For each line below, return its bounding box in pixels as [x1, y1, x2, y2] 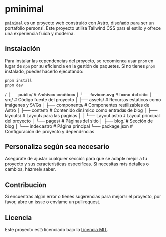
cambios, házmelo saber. [5, 166, 56, 172]
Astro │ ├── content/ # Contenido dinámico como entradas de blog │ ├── [5, 107, 158, 113]
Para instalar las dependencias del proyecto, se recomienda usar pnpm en [5, 58, 154, 64]
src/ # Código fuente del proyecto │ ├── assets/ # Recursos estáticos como [5, 96, 161, 102]
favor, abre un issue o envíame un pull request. [5, 199, 100, 205]
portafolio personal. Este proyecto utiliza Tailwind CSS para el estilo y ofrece [5, 25, 161, 31]
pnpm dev [5, 83, 23, 88]
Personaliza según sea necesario [5, 142, 110, 151]
